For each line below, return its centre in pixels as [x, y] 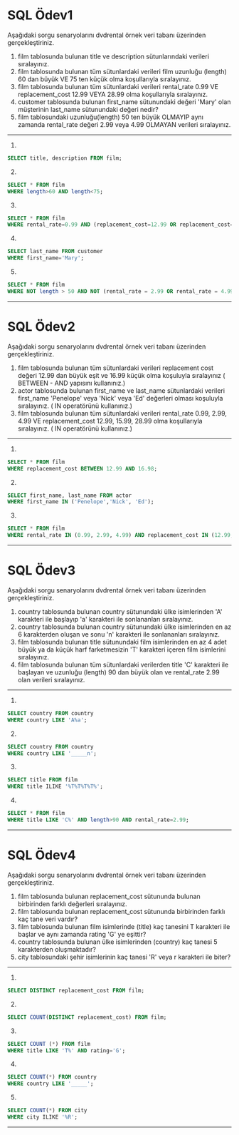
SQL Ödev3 [42, 571]
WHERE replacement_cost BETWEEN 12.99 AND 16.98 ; [83, 468]
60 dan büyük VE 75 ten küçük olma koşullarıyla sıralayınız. [104, 79]
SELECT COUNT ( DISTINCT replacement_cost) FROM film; [87, 1017]
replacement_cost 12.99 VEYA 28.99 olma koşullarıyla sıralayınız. [113, 94]
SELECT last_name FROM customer [55, 252]
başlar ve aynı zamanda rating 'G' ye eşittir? [82, 934]
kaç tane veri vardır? [48, 919]
